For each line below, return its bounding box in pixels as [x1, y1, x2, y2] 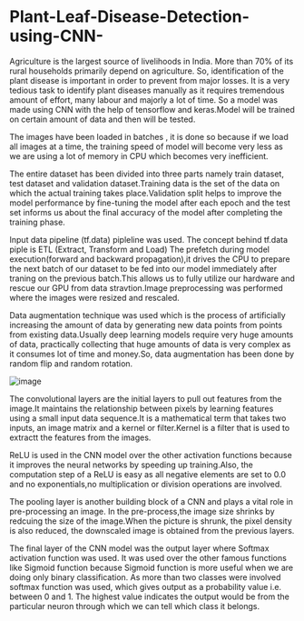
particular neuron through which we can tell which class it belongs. [9, 600, 260, 611]
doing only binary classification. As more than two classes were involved [9, 571, 281, 583]
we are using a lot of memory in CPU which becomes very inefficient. [9, 150, 270, 161]
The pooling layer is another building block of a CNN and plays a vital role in [9, 496, 293, 506]
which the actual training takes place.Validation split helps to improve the [9, 187, 282, 198]
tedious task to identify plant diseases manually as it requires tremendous [9, 85, 285, 95]
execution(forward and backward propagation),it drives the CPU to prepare [9, 253, 290, 265]
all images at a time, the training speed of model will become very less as [9, 141, 283, 152]
